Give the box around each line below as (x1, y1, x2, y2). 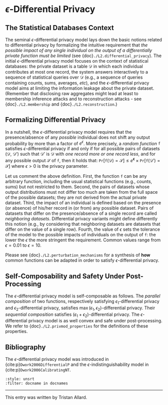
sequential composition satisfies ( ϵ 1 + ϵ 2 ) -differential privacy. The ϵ (5, 311, 143, 318)
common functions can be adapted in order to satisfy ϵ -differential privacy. (5, 257, 159, 263)
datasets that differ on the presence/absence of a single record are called (5, 210, 157, 216)
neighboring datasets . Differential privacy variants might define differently (5, 216, 157, 222)
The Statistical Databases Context (5, 24, 114, 32)
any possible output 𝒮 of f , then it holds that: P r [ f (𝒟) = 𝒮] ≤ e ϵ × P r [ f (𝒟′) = (5, 157, 160, 164)
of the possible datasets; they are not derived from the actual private (5, 194, 147, 201)
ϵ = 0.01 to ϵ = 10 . (5, 242, 41, 248)
